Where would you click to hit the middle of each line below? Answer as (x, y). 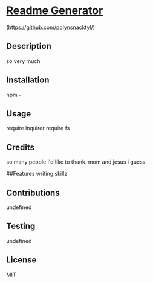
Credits (21, 147)
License (21, 260)
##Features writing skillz (37, 174)
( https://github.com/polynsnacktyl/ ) (51, 27)
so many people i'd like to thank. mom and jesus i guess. (76, 162)
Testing (21, 226)
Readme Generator (55, 11)
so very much (23, 61)
